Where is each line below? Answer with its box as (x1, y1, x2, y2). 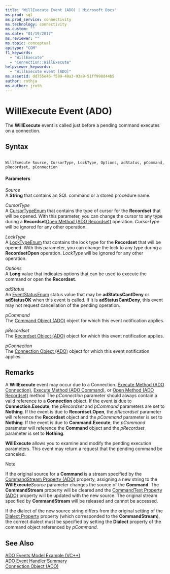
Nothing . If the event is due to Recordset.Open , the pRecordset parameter (5, 409, 162, 415)
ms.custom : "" (5, 27, 36, 32)
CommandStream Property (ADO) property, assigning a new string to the (5, 476, 157, 482)
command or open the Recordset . (5, 276, 77, 282)
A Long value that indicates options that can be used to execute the (5, 271, 147, 277)
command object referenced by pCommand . (5, 524, 98, 530)
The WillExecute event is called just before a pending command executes (5, 122, 160, 128)
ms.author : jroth (5, 83, 42, 88)
